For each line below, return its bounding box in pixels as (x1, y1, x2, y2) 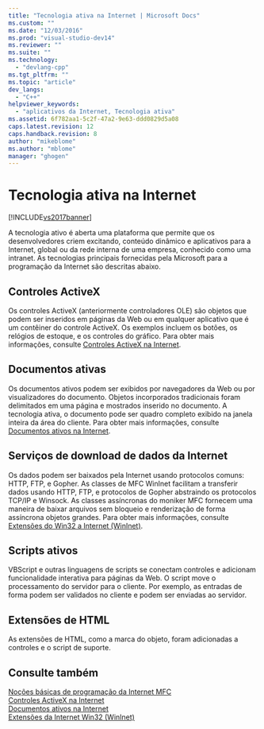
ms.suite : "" (8, 48, 52, 56)
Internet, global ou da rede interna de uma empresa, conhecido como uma (8, 245, 251, 254)
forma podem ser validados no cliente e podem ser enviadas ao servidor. (8, 590, 247, 600)
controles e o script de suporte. (8, 643, 111, 653)
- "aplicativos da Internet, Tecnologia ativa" (15, 108, 176, 116)
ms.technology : (8, 56, 59, 64)
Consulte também (8, 665, 99, 680)
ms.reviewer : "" (8, 41, 62, 49)
